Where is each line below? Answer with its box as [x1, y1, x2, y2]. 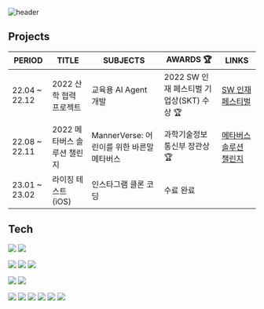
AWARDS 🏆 [166, 53, 212, 64]
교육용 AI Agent [91, 85, 148, 96]
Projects [8, 30, 50, 43]
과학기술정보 [163, 129, 208, 140]
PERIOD [13, 55, 43, 66]
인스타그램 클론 [91, 179, 145, 190]
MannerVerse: [91, 129, 144, 140]
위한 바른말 [115, 141, 155, 152]
